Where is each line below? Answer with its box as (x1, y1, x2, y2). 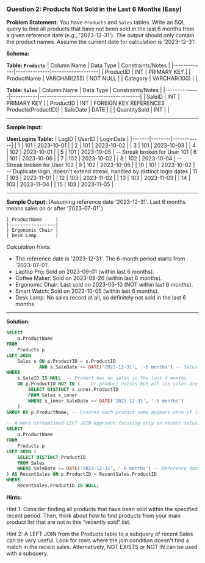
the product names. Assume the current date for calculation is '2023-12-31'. (6, 38, 197, 46)
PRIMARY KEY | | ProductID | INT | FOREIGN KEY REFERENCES (6, 99, 165, 107)
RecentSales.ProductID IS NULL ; (17, 482, 99, 489)
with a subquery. (6, 550, 49, 557)
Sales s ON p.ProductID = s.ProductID (17, 358, 116, 364)
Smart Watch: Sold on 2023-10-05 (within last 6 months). (15, 287, 159, 295)
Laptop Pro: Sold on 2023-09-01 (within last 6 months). (15, 268, 154, 276)
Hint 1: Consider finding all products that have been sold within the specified (6, 505, 198, 512)
